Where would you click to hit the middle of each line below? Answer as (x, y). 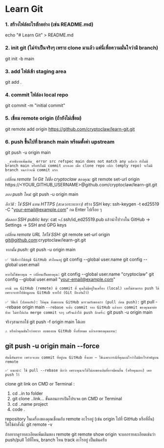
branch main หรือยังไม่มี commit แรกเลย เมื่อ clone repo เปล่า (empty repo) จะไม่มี (79, 166)
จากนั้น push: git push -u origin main (40, 249)
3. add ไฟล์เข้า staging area (36, 71)
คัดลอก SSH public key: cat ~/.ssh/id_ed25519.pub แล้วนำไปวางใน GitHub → (78, 219)
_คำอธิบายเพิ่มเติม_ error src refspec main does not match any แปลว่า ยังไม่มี (78, 161)
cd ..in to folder (27, 393)
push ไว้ (12, 375)
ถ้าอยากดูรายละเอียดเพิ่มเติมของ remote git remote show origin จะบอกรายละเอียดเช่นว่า (80, 434)
